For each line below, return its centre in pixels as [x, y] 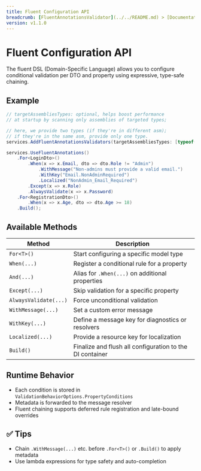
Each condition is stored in [48, 390]
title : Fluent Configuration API [48, 12]
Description [133, 244]
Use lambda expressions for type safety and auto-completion [90, 461]
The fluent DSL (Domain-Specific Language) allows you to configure [90, 69]
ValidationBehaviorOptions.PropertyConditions [74, 396]
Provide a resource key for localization [127, 337]
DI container [90, 354]
